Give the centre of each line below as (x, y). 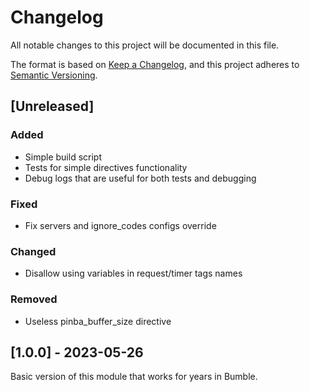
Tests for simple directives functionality (106, 167)
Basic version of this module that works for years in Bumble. (134, 377)
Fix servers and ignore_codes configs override (120, 225)
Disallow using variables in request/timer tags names (133, 273)
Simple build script (63, 157)
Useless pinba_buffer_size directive (98, 321)
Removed (34, 299)
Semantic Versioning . (54, 75)
